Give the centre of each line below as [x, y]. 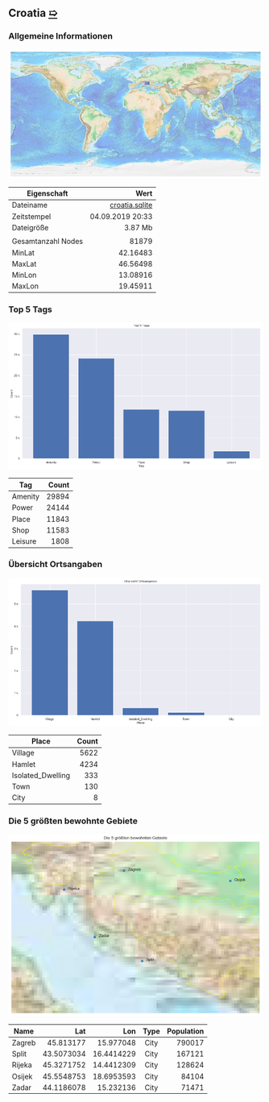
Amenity [26, 497]
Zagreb [24, 1042]
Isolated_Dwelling [41, 775]
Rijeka [22, 1065]
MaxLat [24, 263]
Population [186, 1031]
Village [23, 753]
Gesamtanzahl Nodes [47, 242]
